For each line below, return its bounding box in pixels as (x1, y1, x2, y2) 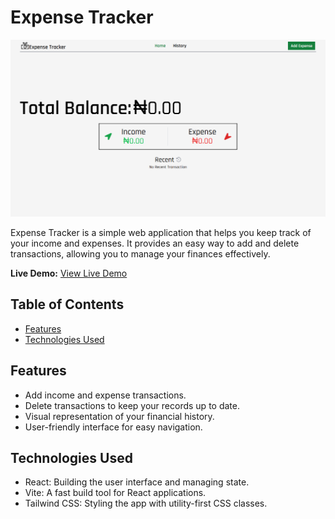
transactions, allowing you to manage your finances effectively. (10, 247, 271, 260)
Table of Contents (10, 296, 125, 313)
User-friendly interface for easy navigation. (24, 421, 203, 433)
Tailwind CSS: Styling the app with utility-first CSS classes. (24, 497, 268, 510)
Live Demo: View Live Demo (10, 267, 128, 279)
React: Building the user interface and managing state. (24, 476, 250, 488)
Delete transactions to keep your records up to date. (24, 399, 240, 411)
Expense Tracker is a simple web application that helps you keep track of (10, 226, 312, 238)
